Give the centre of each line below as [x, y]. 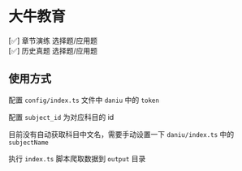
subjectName [28, 143]
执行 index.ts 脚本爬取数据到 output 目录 [77, 158]
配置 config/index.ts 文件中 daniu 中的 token [84, 100]
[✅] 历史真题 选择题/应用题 [53, 50]
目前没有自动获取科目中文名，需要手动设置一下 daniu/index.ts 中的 [121, 134]
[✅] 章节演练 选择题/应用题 [53, 41]
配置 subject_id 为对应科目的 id [61, 117]
